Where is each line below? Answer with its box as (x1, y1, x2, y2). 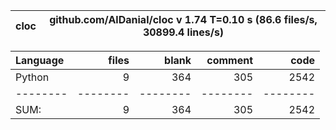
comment (206, 54, 253, 67)
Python (15, 70, 50, 84)
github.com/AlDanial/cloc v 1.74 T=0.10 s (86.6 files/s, (49, 13, 318, 26)
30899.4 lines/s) (142, 25, 225, 39)
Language (15, 54, 65, 67)
